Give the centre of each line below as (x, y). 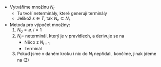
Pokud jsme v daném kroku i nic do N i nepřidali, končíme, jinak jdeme (87, 54)
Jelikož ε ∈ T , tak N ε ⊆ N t (43, 19)
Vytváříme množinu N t (32, 8)
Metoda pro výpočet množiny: (40, 25)
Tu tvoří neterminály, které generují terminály (62, 13)
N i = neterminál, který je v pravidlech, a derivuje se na (70, 37)
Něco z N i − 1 (37, 43)
